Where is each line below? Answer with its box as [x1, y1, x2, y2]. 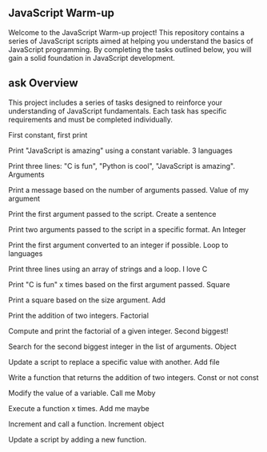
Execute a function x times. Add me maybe [8, 403, 149, 413]
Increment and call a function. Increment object [8, 419, 165, 429]
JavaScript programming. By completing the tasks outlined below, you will [8, 44, 252, 54]
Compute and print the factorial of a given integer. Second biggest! [8, 326, 229, 335]
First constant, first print [8, 130, 88, 139]
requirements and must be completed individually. [8, 114, 173, 124]
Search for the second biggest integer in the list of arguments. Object [8, 342, 237, 351]
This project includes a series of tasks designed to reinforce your [8, 98, 223, 107]
